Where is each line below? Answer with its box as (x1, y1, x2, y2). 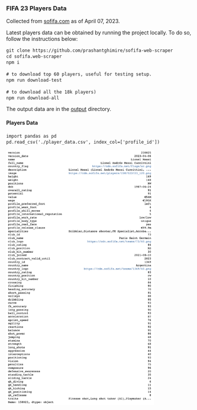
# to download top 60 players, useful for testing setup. (6, 71, 152, 78)
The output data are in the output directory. (6, 106, 111, 113)
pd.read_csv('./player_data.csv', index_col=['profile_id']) (6, 139, 160, 145)
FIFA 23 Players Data (6, 4, 67, 12)
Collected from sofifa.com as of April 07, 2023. (6, 18, 120, 25)
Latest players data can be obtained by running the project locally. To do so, (6, 29, 192, 36)
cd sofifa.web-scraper (6, 53, 62, 60)
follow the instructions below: (6, 36, 78, 43)
